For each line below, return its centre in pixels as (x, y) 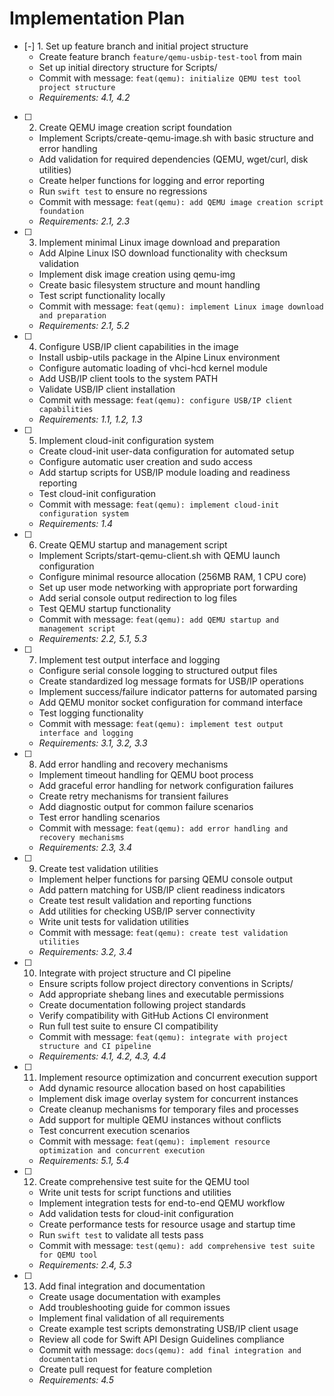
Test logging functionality (91, 713)
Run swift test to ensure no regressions (123, 191)
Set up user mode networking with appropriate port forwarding (168, 587)
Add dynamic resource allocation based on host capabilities (162, 1088)
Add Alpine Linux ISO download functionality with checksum (163, 253)
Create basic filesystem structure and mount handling (149, 284)
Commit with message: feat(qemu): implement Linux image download (181, 306)
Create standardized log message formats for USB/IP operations (171, 681)
